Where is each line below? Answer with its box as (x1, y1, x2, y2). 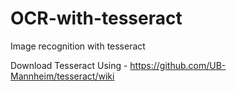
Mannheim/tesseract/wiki (10, 70, 115, 82)
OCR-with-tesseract (10, 7, 183, 30)
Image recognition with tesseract (10, 40, 146, 52)
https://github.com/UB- (129, 59, 227, 71)
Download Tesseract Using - (10, 59, 128, 71)
